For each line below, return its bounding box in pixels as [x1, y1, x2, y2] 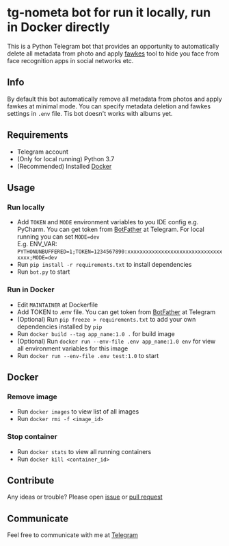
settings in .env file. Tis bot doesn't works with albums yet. [7, 109, 173, 117]
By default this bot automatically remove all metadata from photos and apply [7, 95, 222, 103]
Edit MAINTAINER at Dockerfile [16, 300, 98, 309]
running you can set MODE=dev [16, 233, 100, 241]
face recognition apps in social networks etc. [7, 56, 134, 64]
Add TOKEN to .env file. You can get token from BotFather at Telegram [16, 307, 216, 316]
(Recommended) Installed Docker [16, 162, 112, 170]
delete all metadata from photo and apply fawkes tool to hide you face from [7, 49, 219, 58]
